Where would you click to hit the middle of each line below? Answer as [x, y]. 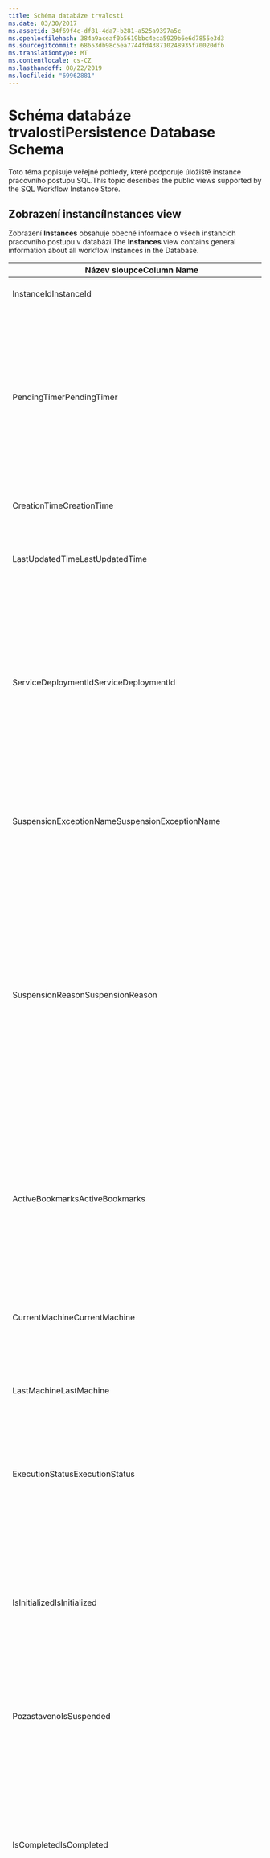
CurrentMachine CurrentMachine [74, 1317]
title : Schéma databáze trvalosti [66, 16]
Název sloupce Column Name [142, 270]
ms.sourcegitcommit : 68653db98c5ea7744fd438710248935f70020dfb [117, 46]
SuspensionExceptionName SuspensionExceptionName [117, 821]
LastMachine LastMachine [61, 1391]
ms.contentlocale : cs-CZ [50, 61]
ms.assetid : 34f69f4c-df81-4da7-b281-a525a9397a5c [95, 31]
